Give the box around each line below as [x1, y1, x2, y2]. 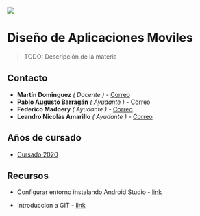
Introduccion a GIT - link [16, 202, 86, 210]
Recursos [7, 170, 49, 181]
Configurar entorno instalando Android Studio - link [16, 188, 162, 196]
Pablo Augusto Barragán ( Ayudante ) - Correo [16, 98, 151, 106]
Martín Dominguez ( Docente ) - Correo [16, 90, 130, 98]
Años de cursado [7, 132, 82, 144]
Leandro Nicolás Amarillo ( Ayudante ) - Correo [16, 112, 153, 120]
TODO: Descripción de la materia [23, 52, 118, 61]
